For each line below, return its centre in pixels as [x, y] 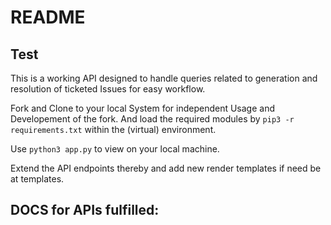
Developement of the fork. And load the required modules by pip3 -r [152, 119]
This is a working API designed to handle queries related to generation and [164, 78]
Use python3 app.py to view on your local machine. [115, 149]
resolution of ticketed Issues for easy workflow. [108, 89]
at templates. [37, 179]
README [48, 17]
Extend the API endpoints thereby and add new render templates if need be [166, 168]
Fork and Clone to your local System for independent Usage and [143, 108]
